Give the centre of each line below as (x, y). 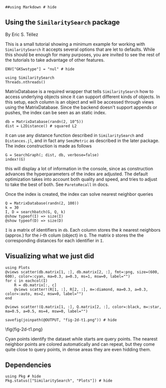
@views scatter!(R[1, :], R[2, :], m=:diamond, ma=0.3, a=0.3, (81, 289)
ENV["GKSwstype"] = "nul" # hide (40, 69)
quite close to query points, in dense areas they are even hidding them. (78, 349)
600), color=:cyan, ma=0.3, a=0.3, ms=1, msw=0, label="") (68, 276)
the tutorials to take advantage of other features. (55, 60)
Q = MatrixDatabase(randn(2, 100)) (42, 203)
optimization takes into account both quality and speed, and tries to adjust (81, 179)
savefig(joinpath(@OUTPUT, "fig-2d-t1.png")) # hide (61, 320)
